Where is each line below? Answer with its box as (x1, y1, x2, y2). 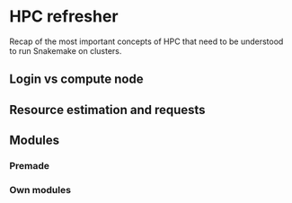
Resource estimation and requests (9, 101, 206, 118)
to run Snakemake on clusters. (9, 45, 122, 56)
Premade (9, 160, 50, 172)
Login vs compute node (9, 72, 144, 87)
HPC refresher (9, 6, 119, 27)
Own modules (9, 183, 72, 196)
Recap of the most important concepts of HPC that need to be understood (9, 36, 284, 47)
